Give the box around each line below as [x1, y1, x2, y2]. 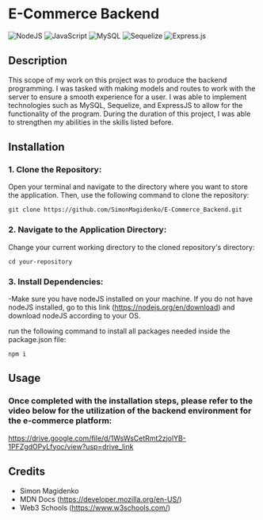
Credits [8, 465, 46, 479]
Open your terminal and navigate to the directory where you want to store [8, 182, 248, 191]
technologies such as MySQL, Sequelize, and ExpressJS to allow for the [8, 100, 243, 110]
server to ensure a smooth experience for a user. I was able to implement [8, 92, 247, 102]
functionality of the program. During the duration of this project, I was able [8, 109, 251, 118]
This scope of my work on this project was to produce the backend [8, 75, 227, 84]
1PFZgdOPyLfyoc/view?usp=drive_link [8, 441, 134, 451]
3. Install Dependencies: [8, 275, 104, 287]
